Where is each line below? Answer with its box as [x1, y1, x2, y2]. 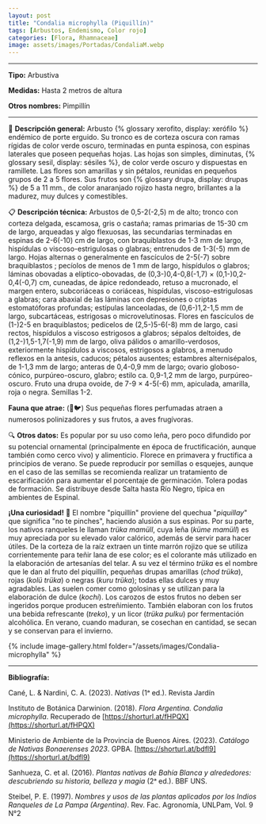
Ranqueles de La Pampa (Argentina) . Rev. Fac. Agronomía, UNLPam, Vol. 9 [8, 800, 253, 810]
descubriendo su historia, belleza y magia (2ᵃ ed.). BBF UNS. [8, 776, 207, 786]
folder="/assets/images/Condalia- [108, 641, 220, 651]
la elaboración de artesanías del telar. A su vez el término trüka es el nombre [8, 559, 258, 568]
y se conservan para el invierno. [8, 626, 113, 636]
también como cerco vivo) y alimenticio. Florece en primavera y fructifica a [8, 450, 253, 460]
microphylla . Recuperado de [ [8, 712, 105, 722]
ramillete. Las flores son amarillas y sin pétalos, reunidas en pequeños [8, 166, 237, 175]
